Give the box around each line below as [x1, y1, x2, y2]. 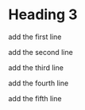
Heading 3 [8, 6, 78, 24]
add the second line [8, 47, 73, 57]
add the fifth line [8, 93, 62, 103]
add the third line [8, 62, 64, 73]
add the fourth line [8, 78, 69, 88]
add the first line [8, 32, 62, 41]
